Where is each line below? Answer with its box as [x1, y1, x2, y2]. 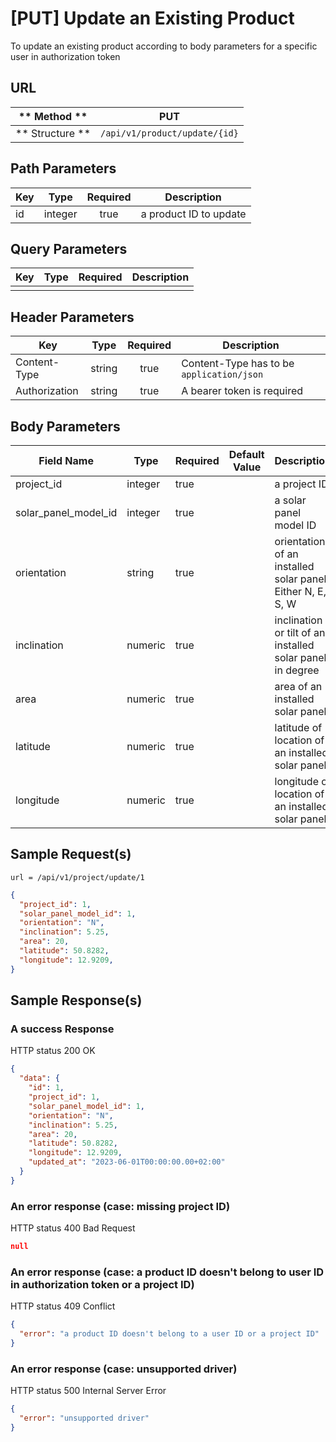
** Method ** [18, 109, 88, 123]
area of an [274, 680, 323, 693]
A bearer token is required [181, 384, 304, 398]
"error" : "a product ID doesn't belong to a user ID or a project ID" [19, 1329, 320, 1339]
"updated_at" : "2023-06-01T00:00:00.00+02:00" [28, 1157, 226, 1167]
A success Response [10, 1022, 115, 1036]
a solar [274, 493, 307, 507]
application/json [181, 369, 264, 381]
